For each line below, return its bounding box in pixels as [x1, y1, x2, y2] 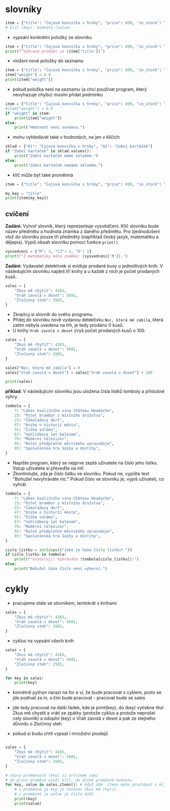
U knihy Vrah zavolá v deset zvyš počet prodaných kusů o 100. [12, 328, 146, 334]
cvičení [5, 209, 29, 218]
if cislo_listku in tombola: [5, 552, 67, 557]
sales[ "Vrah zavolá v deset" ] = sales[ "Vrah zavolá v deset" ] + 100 [5, 370, 153, 375]
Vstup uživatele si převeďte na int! [12, 465, 84, 471]
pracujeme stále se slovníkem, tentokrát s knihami [12, 600, 117, 606]
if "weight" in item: [5, 110, 51, 116]
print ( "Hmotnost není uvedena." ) [14, 125, 85, 130]
